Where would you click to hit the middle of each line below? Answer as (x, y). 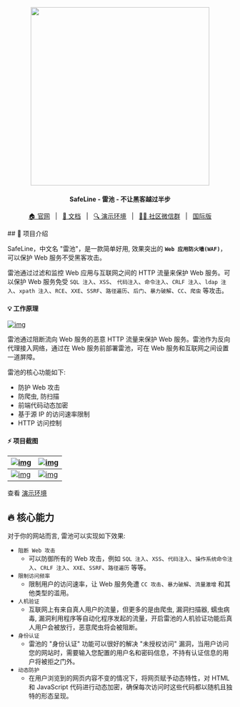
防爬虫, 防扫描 (38, 397)
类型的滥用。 (54, 593)
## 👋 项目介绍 (28, 234)
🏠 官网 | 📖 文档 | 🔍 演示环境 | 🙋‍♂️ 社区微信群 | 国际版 (120, 216)
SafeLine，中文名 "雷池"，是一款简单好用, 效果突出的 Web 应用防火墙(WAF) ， (117, 249)
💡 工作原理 (23, 308)
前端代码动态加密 (43, 405)
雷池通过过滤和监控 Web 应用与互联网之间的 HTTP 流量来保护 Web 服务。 (116, 273)
